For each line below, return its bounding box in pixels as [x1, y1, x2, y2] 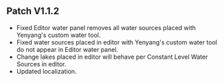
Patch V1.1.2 [6, 5, 60, 17]
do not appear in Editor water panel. [16, 45, 118, 53]
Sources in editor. [16, 59, 67, 68]
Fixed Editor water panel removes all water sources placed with [16, 23, 197, 31]
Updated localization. [16, 67, 77, 75]
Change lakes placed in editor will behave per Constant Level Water [16, 53, 208, 61]
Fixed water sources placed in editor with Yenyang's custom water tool [16, 38, 218, 46]
